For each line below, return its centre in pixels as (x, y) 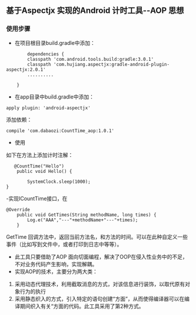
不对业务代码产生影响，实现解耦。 (56, 264)
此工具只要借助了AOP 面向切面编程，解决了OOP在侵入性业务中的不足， (101, 257)
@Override (18, 209)
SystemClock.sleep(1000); (59, 182)
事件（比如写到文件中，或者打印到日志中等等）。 (64, 244)
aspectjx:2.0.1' (26, 70)
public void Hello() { (44, 171)
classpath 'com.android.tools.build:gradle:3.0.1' (91, 59)
